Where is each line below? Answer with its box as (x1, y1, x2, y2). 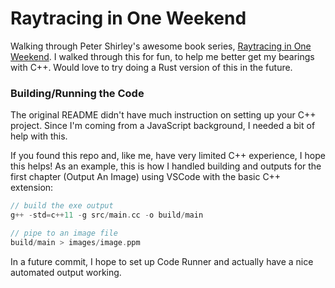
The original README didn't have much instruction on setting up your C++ (10, 109, 317, 121)
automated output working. (10, 266, 122, 278)
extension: (10, 182, 54, 194)
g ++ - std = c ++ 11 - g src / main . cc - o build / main (10, 210, 204, 221)
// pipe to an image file (10, 228, 118, 238)
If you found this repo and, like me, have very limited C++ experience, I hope (10, 150, 326, 162)
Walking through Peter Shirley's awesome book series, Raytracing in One (10, 40, 312, 52)
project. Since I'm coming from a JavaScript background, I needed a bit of (10, 120, 316, 132)
